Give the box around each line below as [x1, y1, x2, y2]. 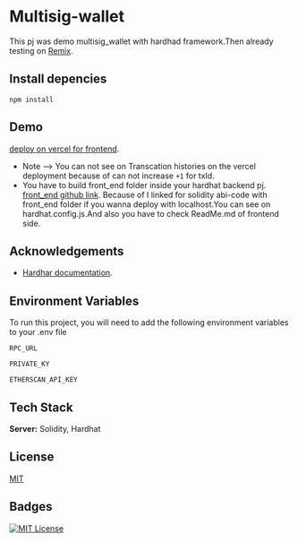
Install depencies [9, 72, 107, 87]
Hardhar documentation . [21, 267, 114, 279]
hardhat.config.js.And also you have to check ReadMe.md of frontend [21, 208, 280, 219]
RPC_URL [9, 344, 38, 353]
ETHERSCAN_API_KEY [9, 375, 78, 384]
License [9, 450, 55, 465]
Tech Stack [9, 400, 73, 415]
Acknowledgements [9, 244, 124, 259]
